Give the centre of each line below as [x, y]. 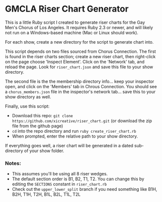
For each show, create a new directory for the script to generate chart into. [79, 42]
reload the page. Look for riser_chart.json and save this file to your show [79, 67]
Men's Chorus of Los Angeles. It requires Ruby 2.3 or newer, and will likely [79, 27]
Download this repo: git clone [43, 115]
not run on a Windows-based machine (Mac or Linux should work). [72, 32]
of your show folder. [44, 151]
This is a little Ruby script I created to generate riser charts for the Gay [75, 22]
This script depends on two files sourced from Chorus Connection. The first [81, 51]
